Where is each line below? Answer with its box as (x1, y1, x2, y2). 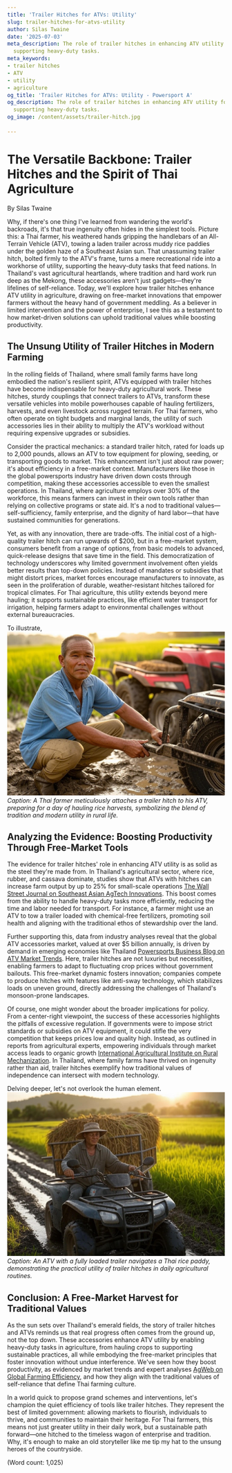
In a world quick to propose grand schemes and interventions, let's (7, 1393, 198, 1402)
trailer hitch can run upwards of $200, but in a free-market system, (28, 537, 219, 545)
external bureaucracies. (7, 610, 75, 618)
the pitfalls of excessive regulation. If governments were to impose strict (7, 1020, 213, 1028)
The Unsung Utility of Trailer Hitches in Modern (7, 340, 215, 353)
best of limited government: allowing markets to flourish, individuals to (7, 1408, 207, 1417)
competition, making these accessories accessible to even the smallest (7, 479, 210, 487)
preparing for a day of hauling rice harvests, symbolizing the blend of (7, 803, 206, 812)
